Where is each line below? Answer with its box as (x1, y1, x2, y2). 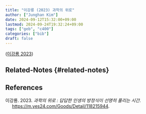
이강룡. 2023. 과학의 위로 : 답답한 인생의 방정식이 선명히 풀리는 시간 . (5, 98, 141, 104)
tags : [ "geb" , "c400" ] (5, 27, 54, 32)
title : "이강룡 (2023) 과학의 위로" (5, 7, 75, 13)
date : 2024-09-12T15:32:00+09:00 (5, 17, 77, 22)
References (5, 83, 43, 92)
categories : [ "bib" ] (5, 31, 50, 36)
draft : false (5, 36, 33, 41)
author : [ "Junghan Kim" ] (5, 12, 58, 17)
